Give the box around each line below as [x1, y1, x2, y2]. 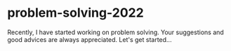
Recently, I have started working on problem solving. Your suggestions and [7, 28, 225, 36]
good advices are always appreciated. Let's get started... [7, 35, 172, 43]
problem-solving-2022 [7, 5, 144, 21]
